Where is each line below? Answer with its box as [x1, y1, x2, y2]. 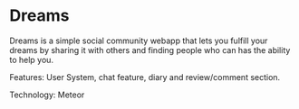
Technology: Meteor [9, 89, 85, 100]
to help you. [9, 54, 54, 65]
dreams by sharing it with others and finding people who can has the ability [9, 44, 291, 55]
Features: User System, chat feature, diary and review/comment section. [9, 71, 281, 82]
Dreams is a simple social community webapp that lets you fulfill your [9, 35, 268, 46]
